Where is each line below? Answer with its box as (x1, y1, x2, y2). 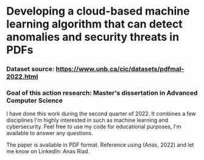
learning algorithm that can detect (6, 17, 183, 31)
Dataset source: (6, 65, 55, 74)
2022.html (6, 72, 38, 81)
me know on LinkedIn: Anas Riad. (6, 148, 90, 155)
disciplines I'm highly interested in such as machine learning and (6, 117, 169, 124)
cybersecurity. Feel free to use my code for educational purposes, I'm (6, 123, 181, 130)
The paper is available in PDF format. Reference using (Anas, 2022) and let (6, 141, 194, 148)
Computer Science (6, 96, 63, 105)
